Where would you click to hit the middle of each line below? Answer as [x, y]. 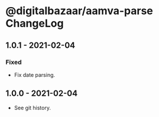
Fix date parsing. [35, 74]
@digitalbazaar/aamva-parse [79, 11]
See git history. [33, 108]
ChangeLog [35, 23]
